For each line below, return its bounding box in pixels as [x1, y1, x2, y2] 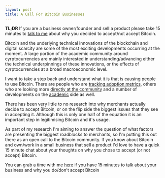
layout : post [5, 7, 32, 12]
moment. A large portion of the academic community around [5, 50, 128, 57]
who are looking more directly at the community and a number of [5, 86, 137, 92]
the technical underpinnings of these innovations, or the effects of [5, 61, 139, 67]
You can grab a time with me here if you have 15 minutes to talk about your [5, 162, 157, 168]
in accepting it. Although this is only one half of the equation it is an [5, 111, 142, 117]
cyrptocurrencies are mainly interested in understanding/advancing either [5, 56, 155, 61]
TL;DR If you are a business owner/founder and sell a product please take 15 [5, 25, 161, 31]
